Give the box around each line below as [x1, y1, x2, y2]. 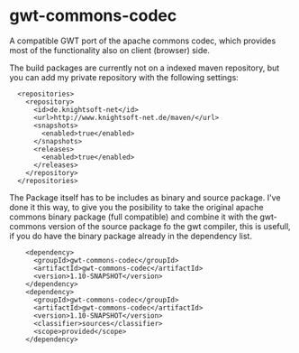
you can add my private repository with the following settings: [9, 71, 239, 82]
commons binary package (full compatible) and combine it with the [9, 211, 258, 222]
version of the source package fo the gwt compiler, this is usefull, [48, 220, 291, 231]
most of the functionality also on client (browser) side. [9, 44, 210, 55]
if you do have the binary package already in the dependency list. [9, 230, 252, 241]
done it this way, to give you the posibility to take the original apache [9, 201, 264, 212]
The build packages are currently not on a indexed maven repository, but [9, 62, 280, 73]
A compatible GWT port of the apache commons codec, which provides [9, 35, 276, 46]
